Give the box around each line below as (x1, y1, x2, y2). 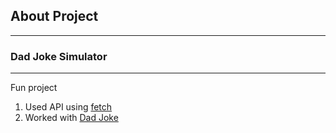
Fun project (10, 82, 58, 94)
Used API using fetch (24, 101, 113, 113)
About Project (10, 8, 99, 25)
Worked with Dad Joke (24, 112, 119, 124)
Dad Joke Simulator (10, 49, 108, 63)
